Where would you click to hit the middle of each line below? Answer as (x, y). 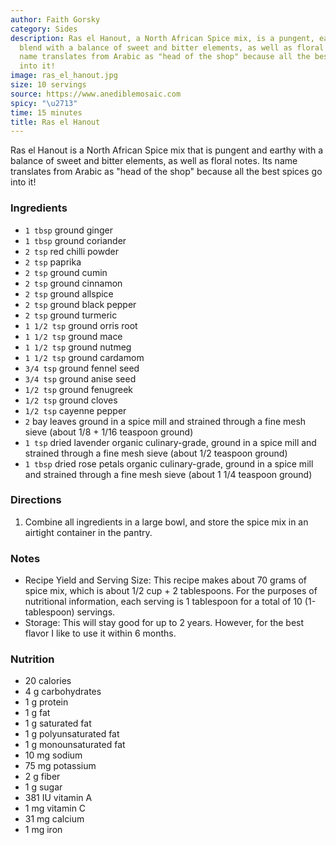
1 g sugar (43, 787)
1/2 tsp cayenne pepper (75, 410)
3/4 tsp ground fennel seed (82, 368)
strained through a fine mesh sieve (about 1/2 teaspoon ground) (156, 453)
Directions (36, 500)
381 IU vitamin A (58, 798)
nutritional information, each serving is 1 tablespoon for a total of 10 (163, 602)
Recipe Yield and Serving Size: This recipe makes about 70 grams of (166, 580)
